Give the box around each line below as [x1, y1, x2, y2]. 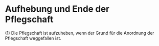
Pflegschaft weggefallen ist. [5, 35, 62, 41]
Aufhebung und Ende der [5, 3, 110, 15]
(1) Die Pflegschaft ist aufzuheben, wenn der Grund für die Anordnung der [5, 30, 155, 36]
